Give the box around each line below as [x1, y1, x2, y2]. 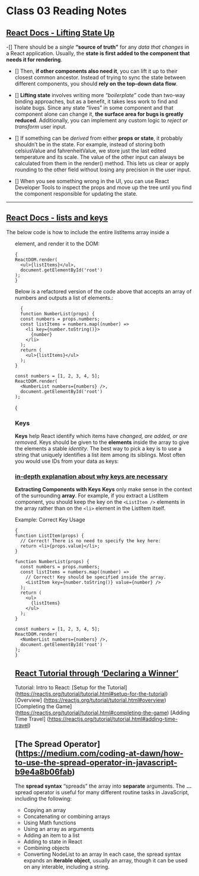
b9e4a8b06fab [14, 766, 72, 777]
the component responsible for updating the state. [14, 190, 138, 197]
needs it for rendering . [6, 56, 63, 63]
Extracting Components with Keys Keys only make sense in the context [14, 486, 192, 493]
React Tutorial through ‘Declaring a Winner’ [14, 668, 179, 678]
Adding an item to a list [23, 832, 80, 839]
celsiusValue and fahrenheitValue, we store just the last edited [14, 147, 166, 154]
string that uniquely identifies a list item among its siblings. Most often [14, 452, 185, 459]
